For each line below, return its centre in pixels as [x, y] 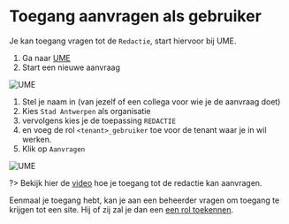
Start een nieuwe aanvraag [71, 67]
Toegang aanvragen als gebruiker [136, 16]
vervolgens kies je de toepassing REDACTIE [99, 120]
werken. [37, 139]
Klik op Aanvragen [53, 149]
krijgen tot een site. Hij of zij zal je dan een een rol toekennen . [122, 209]
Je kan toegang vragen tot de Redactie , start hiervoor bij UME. [123, 41]
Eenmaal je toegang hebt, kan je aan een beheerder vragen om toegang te [144, 200]
